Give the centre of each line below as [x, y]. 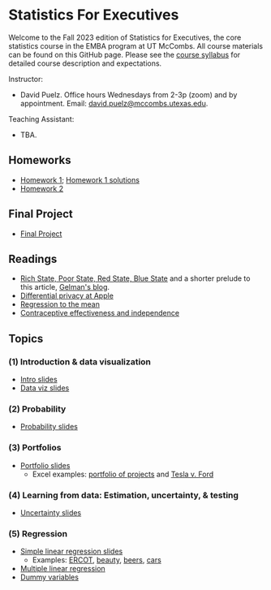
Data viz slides [45, 388]
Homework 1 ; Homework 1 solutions [80, 179]
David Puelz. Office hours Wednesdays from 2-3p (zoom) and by [129, 94]
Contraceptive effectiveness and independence [100, 313]
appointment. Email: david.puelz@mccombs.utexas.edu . [114, 103]
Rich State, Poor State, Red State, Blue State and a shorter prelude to [135, 278]
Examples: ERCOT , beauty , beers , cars [97, 560]
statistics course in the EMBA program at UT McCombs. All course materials [136, 45]
